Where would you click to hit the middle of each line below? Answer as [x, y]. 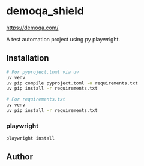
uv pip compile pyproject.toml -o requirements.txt [72, 83]
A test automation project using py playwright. [63, 39]
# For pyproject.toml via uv [43, 72]
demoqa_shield [45, 11]
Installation [28, 58]
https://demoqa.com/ [32, 28]
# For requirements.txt [36, 99]
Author [19, 157]
